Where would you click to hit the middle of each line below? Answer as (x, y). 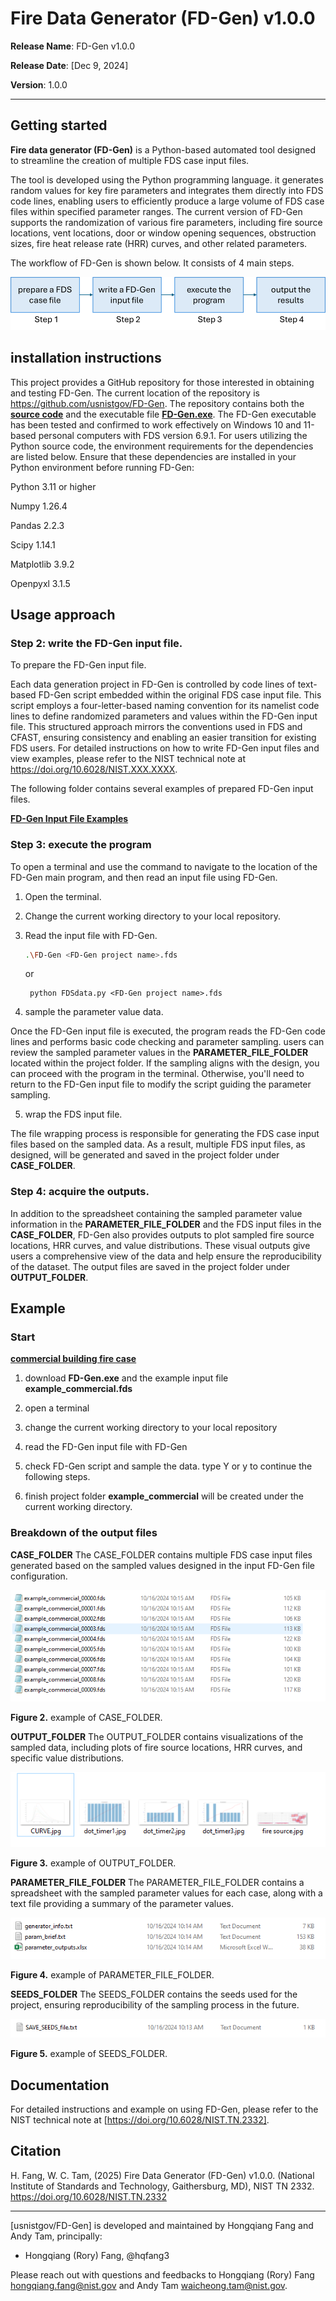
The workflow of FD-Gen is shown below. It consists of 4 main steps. (152, 263)
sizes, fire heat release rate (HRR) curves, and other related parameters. (159, 243)
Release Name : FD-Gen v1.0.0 (73, 46)
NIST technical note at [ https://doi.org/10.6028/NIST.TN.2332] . (140, 2120)
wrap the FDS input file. (73, 1114)
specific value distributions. (67, 1758)
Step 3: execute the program (81, 845)
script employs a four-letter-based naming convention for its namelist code (165, 706)
